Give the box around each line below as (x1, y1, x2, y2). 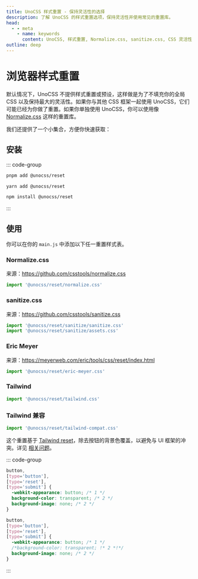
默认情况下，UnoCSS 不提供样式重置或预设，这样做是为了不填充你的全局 (6, 90, 185, 97)
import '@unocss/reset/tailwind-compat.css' (6, 425, 119, 431)
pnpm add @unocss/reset (6, 173, 66, 178)
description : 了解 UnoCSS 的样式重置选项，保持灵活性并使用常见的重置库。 (6, 14, 174, 20)
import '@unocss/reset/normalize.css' (6, 282, 103, 288)
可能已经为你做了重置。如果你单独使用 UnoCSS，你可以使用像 (6, 105, 159, 112)
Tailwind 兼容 (6, 411, 45, 420)
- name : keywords (17, 31, 60, 37)
